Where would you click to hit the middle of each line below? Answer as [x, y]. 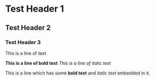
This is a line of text [26, 53]
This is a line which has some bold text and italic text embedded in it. [78, 73]
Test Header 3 [23, 42]
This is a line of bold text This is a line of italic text [58, 63]
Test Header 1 [35, 9]
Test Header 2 [28, 28]
